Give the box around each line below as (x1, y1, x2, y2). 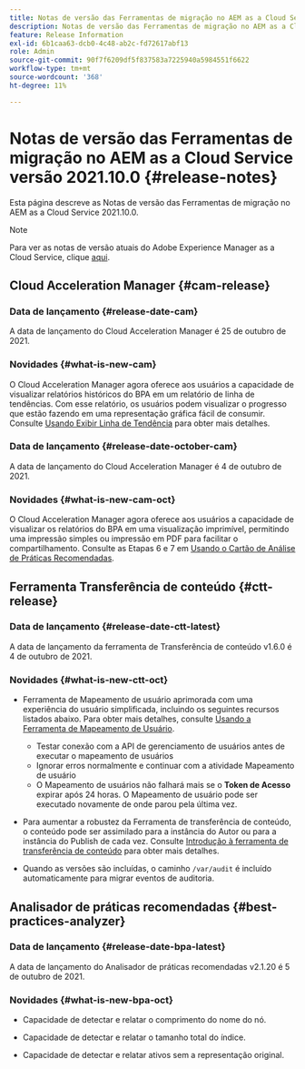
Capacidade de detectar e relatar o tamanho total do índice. (22, 1032, 247, 1043)
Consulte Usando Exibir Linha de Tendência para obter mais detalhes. (9, 418, 271, 429)
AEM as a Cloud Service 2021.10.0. (9, 207, 139, 217)
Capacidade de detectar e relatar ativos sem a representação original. (22, 1050, 285, 1061)
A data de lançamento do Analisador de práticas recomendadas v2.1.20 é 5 (9, 961, 290, 972)
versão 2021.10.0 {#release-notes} (9, 166, 279, 187)
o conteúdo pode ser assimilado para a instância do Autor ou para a (22, 826, 277, 837)
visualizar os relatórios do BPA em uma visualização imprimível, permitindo (9, 524, 290, 535)
